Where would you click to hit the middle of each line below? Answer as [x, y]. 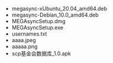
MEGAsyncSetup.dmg [39, 21]
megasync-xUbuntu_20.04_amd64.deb [59, 9]
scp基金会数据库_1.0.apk [41, 53]
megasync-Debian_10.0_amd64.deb [55, 15]
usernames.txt [29, 34]
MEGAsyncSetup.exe [38, 27]
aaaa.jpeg [24, 40]
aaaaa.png [25, 46]
